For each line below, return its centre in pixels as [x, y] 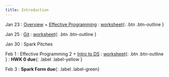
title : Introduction [27, 10]
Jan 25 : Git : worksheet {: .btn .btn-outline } [51, 34]
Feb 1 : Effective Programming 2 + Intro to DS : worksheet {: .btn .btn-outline [84, 54]
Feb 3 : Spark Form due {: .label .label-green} [53, 69]
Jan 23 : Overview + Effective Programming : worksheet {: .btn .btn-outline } [85, 24]
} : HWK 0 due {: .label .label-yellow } [44, 59]
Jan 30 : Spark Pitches [29, 44]
